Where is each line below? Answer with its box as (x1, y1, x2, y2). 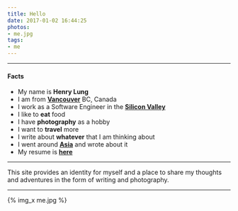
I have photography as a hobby (17, 118, 110, 126)
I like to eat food (17, 110, 66, 119)
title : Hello (7, 10, 46, 18)
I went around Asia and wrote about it (17, 140, 128, 149)
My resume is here (17, 148, 73, 156)
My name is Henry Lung (17, 88, 89, 96)
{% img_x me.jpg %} (7, 196, 67, 205)
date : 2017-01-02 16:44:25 (7, 17, 87, 24)
